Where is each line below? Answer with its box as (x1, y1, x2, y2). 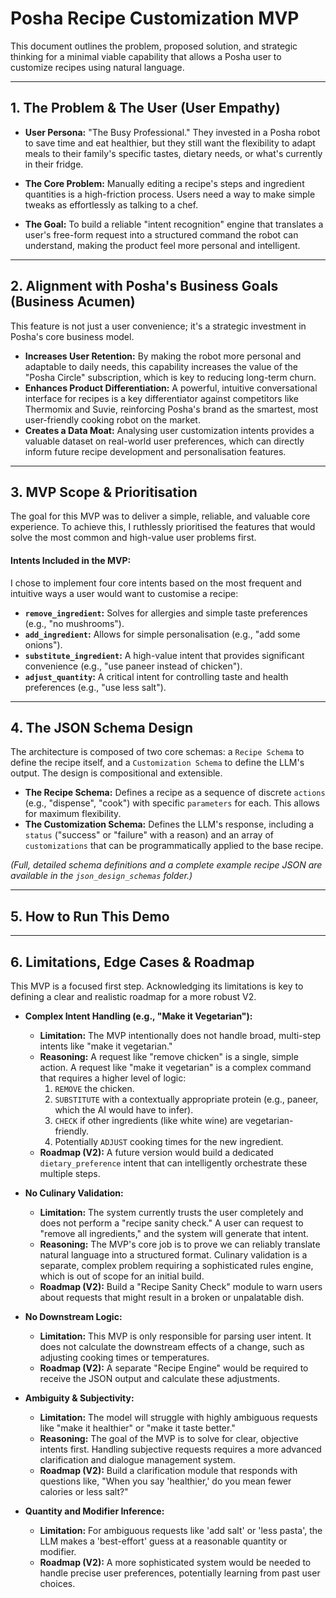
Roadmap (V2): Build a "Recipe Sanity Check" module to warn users (39, 1281, 323, 1293)
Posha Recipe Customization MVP (10, 7, 300, 30)
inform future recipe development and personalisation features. (24, 445, 287, 457)
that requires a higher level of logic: (39, 1072, 187, 1084)
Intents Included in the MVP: (10, 554, 132, 566)
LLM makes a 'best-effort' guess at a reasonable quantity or (39, 1535, 288, 1547)
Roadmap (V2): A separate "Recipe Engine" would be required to (39, 1362, 309, 1374)
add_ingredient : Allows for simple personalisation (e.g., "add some (24, 628, 301, 640)
